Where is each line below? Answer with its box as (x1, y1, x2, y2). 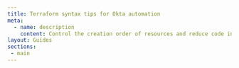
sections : (7, 43, 37, 50)
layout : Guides (7, 37, 53, 44)
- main (10, 50, 31, 57)
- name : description (14, 23, 75, 30)
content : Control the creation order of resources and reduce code (20, 30, 224, 38)
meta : (7, 17, 23, 24)
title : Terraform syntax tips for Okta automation (7, 10, 161, 18)
